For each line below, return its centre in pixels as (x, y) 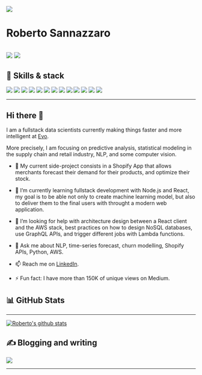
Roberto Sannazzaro (59, 33)
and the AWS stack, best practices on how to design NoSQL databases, (103, 228)
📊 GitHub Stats (35, 300)
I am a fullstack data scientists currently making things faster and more (94, 130)
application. (29, 210)
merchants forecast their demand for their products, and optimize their (103, 172)
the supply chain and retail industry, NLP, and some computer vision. (91, 154)
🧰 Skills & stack (35, 75)
